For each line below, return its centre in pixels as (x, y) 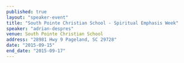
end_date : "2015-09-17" (36, 51)
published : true (26, 12)
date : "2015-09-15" (31, 46)
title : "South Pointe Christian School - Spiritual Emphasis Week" (93, 23)
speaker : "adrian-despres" (40, 28)
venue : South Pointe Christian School (55, 34)
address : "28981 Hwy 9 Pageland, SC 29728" (62, 40)
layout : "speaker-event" (37, 17)
